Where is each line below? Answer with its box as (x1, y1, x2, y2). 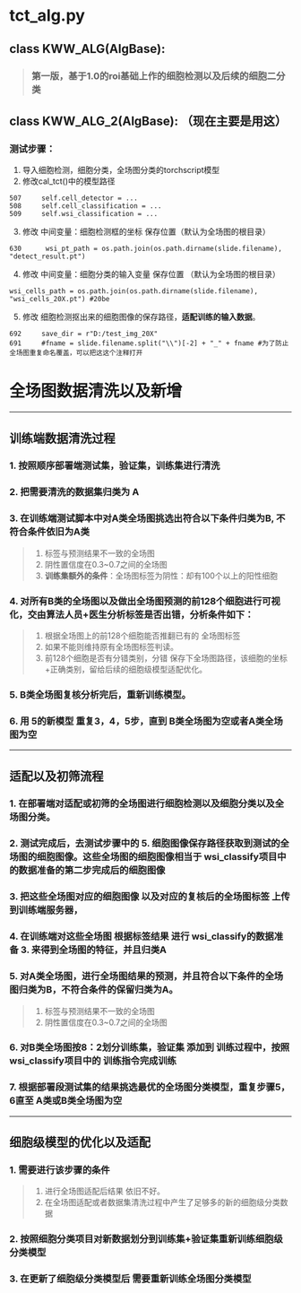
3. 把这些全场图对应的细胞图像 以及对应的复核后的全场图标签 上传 (9, 890, 291, 903)
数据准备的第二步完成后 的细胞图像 (18, 864, 166, 877)
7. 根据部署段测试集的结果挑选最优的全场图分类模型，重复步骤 (9, 1081, 276, 1094)
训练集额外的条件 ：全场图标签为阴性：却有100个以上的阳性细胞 (44, 570, 278, 581)
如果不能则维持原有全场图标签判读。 (44, 641, 179, 652)
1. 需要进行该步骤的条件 (9, 1164, 110, 1176)
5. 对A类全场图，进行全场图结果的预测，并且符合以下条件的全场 (9, 970, 284, 983)
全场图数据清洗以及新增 (9, 381, 183, 402)
